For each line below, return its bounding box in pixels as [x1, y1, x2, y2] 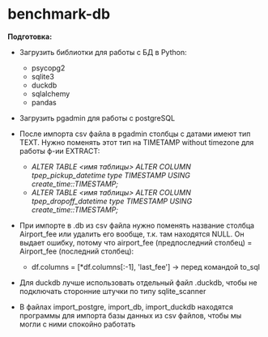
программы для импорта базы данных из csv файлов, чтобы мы [19, 310, 242, 320]
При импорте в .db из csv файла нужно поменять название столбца [19, 220, 255, 230]
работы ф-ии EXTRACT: [19, 146, 100, 156]
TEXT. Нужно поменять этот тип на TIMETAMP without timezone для [19, 137, 254, 147]
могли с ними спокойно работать [19, 319, 135, 329]
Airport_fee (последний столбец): [19, 246, 134, 256]
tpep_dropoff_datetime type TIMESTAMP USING [31, 196, 193, 206]
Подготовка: [7, 32, 53, 41]
